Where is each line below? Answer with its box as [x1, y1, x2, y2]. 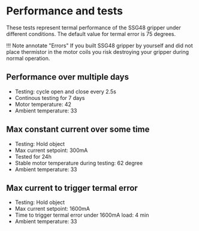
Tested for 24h [14, 153, 52, 160]
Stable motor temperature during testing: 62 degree [14, 159, 143, 166]
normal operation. [6, 54, 50, 62]
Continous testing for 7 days [14, 94, 85, 101]
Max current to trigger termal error [6, 183, 138, 193]
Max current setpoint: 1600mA [14, 205, 90, 212]
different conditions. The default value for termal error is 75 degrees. [6, 30, 176, 37]
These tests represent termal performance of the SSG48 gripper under [6, 24, 181, 31]
